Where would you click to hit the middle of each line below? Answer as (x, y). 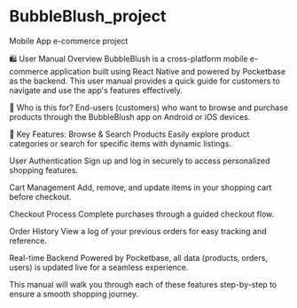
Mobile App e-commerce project (69, 41)
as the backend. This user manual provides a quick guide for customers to (145, 81)
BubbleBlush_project (88, 16)
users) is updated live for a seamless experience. (99, 267)
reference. (28, 241)
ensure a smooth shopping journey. (74, 294)
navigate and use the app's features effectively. (96, 90)
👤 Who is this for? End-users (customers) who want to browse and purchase (148, 107)
